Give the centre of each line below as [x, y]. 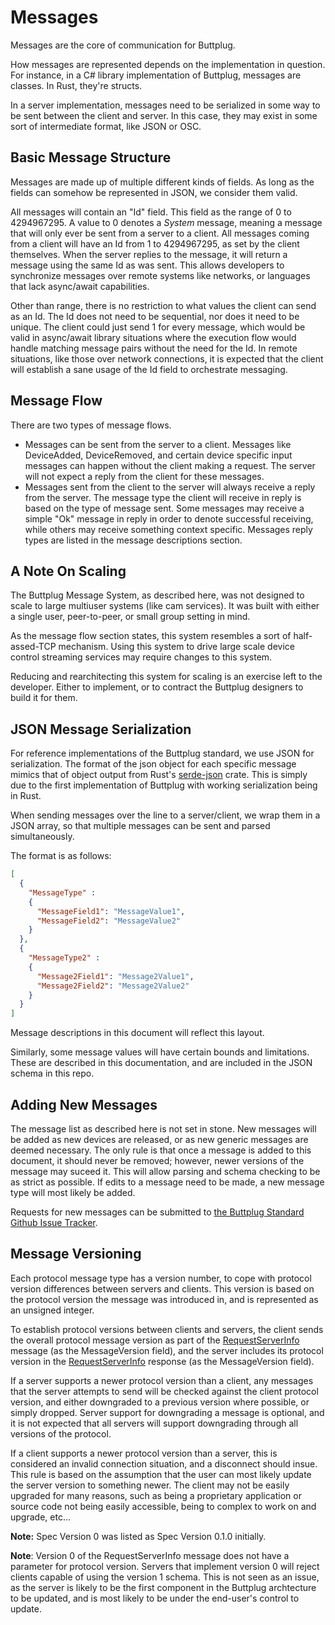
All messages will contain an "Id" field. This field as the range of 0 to [151, 212]
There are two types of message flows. [91, 425]
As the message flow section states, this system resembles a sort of [151, 636]
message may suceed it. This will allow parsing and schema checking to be [165, 1171]
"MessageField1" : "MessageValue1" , [111, 911]
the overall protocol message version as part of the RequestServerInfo [155, 1340]
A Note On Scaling [68, 571]
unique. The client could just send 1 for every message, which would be [158, 327]
